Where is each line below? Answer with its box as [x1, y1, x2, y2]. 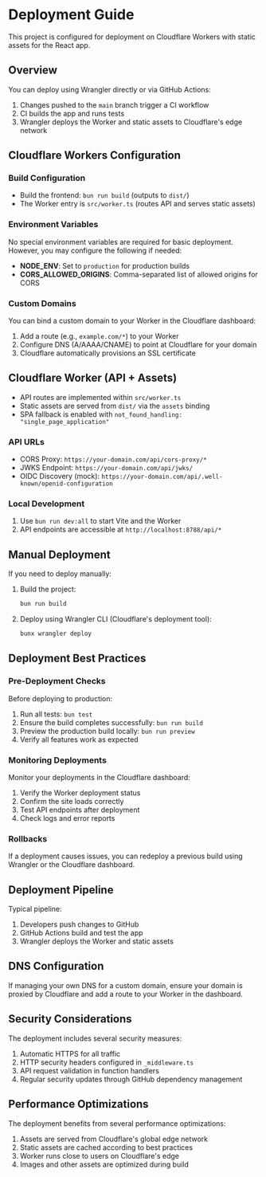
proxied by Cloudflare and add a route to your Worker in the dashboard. [8, 989, 243, 998]
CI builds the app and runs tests [19, 108, 125, 118]
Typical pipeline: [8, 904, 62, 914]
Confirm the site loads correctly [19, 796, 124, 806]
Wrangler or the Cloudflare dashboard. [8, 860, 135, 869]
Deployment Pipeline [8, 883, 114, 896]
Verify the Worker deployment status [19, 787, 141, 798]
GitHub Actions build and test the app [19, 928, 143, 938]
